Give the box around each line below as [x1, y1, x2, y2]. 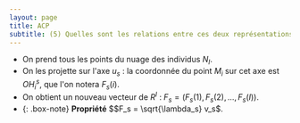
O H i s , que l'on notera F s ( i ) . [21, 77, 121, 92]
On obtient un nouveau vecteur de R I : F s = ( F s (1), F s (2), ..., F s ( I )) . [21, 90, 260, 104]
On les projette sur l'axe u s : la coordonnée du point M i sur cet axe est [21, 66, 279, 78]
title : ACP [9, 21, 50, 30]
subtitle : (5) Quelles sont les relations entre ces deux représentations [9, 29, 294, 38]
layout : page [9, 12, 58, 22]
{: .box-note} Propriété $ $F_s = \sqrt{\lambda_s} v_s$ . [21, 103, 223, 114]
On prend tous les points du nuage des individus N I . [21, 54, 212, 67]
